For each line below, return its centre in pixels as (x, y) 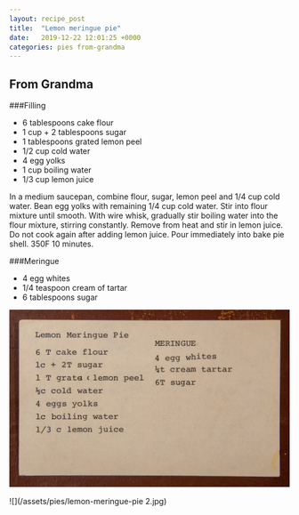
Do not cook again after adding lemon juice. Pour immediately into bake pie (147, 235)
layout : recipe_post (48, 19)
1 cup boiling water (57, 170)
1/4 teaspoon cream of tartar (74, 288)
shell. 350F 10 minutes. (52, 244)
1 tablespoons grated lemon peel (82, 141)
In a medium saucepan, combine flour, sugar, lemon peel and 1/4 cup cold (145, 197)
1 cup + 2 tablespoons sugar (74, 133)
